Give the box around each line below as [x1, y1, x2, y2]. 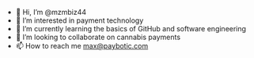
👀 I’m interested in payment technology [15, 16, 144, 25]
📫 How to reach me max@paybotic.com [15, 42, 149, 50]
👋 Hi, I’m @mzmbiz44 [15, 8, 87, 16]
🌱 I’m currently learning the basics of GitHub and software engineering [15, 24, 247, 33]
